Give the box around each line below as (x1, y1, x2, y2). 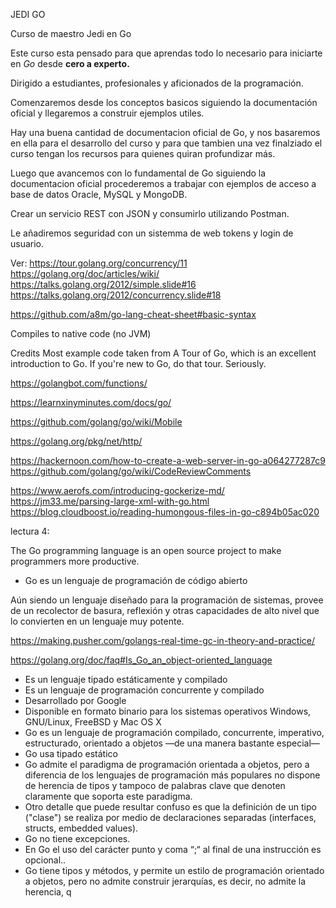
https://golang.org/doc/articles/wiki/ (10, 268, 160, 279)
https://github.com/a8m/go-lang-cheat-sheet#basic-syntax (10, 309, 257, 320)
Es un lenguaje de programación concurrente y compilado (24, 684, 265, 696)
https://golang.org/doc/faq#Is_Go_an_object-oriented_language (10, 654, 273, 666)
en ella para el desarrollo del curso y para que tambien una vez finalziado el (10, 137, 323, 149)
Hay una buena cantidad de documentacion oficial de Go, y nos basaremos (10, 127, 321, 138)
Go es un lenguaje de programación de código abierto (24, 575, 248, 586)
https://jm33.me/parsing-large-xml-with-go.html (10, 495, 210, 507)
